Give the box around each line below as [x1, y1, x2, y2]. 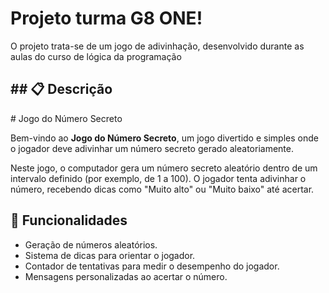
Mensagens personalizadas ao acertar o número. [24, 270, 228, 282]
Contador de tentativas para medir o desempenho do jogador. [24, 260, 280, 272]
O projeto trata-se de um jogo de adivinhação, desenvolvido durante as [10, 40, 305, 52]
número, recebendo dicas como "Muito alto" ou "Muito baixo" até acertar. [10, 183, 315, 195]
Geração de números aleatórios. [24, 238, 158, 251]
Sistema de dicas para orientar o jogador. [24, 249, 196, 261]
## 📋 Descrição [10, 81, 113, 98]
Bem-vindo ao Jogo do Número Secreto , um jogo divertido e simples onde [10, 132, 319, 144]
